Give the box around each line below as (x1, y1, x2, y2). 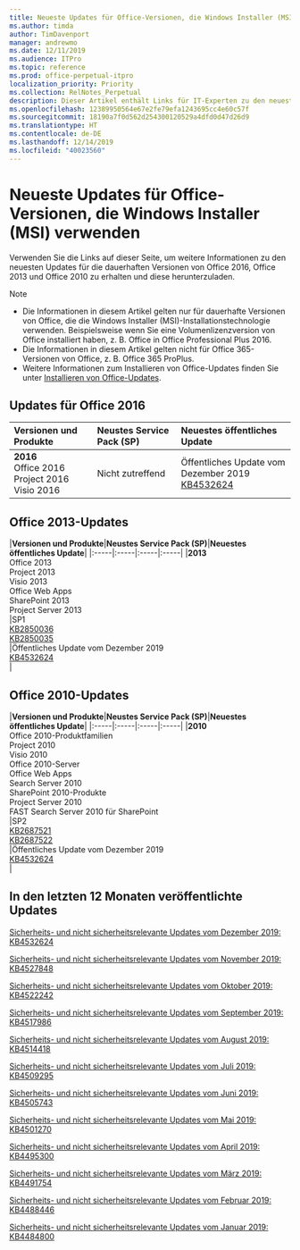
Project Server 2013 (9, 605, 82, 616)
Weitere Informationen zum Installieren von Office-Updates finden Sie (21, 363, 279, 373)
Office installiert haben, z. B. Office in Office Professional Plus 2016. (21, 334, 272, 345)
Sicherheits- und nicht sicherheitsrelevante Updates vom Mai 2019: (9, 1114, 257, 1125)
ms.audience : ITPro (9, 55, 82, 63)
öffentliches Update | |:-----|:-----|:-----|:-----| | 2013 (9, 548, 207, 558)
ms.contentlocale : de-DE (9, 130, 102, 138)
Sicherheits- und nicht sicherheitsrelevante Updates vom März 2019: (9, 1168, 262, 1179)
